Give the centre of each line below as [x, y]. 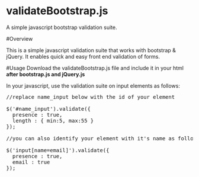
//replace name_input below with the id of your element [91, 97]
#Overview [20, 38]
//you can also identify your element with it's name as [91, 138]
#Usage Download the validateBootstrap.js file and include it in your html [95, 68]
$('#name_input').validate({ [48, 109]
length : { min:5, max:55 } [53, 120]
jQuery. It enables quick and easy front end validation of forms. [83, 56]
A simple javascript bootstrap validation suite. [62, 27]
